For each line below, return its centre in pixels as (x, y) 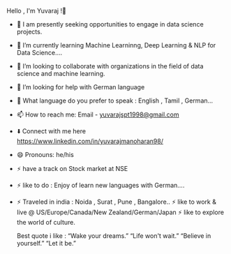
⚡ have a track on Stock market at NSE (72, 169)
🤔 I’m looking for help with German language (81, 87)
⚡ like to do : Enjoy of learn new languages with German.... (100, 185)
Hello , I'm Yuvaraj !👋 (37, 11)
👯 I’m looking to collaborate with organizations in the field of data (110, 66)
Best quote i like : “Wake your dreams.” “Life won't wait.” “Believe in (114, 236)
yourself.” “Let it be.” (46, 243)
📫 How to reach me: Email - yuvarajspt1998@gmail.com (98, 114)
